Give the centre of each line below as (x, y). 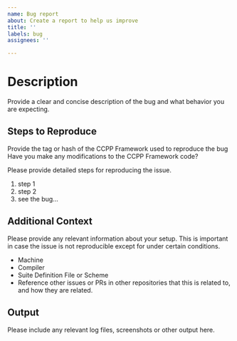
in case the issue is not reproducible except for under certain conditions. (114, 246)
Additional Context (50, 221)
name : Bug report (33, 14)
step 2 (27, 191)
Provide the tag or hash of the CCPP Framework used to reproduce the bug (118, 148)
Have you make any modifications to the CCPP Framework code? (103, 156)
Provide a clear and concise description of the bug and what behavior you (116, 102)
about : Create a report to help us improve (73, 21)
